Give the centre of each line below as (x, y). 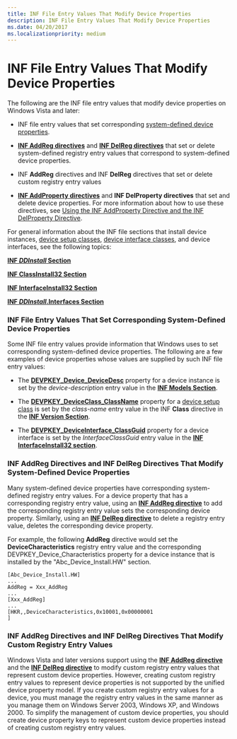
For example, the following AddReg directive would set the (93, 539)
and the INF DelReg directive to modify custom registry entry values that (114, 668)
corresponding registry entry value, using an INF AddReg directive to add (115, 503)
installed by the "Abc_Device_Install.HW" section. (79, 561)
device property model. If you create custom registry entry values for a (111, 690)
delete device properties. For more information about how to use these (121, 203)
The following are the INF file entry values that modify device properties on (117, 103)
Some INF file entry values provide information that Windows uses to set (113, 344)
